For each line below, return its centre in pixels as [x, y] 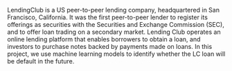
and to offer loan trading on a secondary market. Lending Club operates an [114, 32]
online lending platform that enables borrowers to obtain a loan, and [104, 39]
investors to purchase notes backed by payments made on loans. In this [110, 47]
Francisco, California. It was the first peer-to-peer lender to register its [107, 17]
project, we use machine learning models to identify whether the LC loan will [116, 54]
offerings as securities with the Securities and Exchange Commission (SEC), [116, 24]
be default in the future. [41, 61]
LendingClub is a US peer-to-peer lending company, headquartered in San [114, 10]
